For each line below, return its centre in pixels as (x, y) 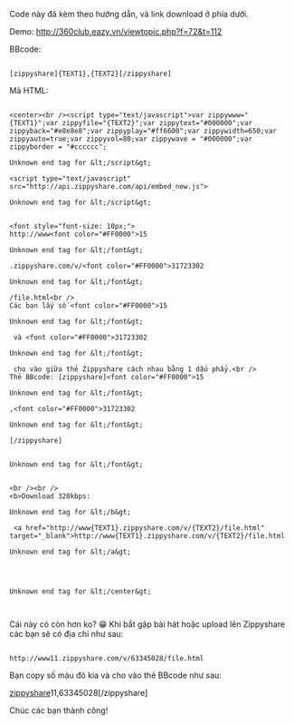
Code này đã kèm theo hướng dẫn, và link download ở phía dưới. (129, 14)
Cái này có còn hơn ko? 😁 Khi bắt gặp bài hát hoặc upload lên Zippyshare (147, 624)
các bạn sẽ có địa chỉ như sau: (66, 634)
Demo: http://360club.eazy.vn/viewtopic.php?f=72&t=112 (116, 31)
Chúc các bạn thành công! (59, 710)
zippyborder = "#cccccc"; (58, 147)
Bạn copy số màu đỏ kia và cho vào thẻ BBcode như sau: (115, 675)
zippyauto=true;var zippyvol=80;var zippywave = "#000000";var (131, 139)
